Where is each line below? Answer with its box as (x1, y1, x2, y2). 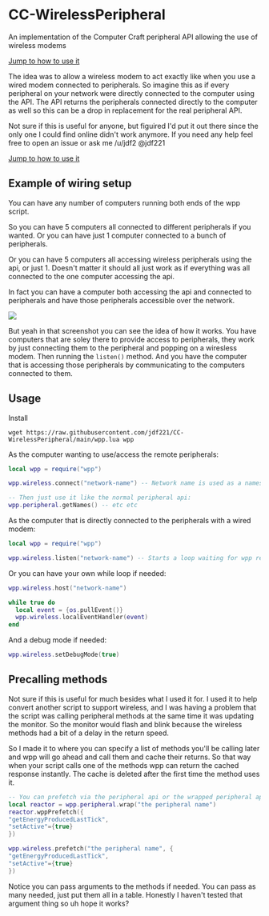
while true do (8, 598, 56, 606)
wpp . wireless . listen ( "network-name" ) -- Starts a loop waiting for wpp (8, 554, 252, 562)
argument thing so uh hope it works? (8, 898, 130, 908)
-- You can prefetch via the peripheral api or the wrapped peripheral (8, 793, 252, 801)
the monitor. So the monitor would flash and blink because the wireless (8, 719, 243, 729)
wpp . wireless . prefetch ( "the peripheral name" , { (8, 845, 174, 853)
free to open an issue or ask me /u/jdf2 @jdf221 (8, 138, 166, 147)
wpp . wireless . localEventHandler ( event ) (15, 614, 149, 622)
